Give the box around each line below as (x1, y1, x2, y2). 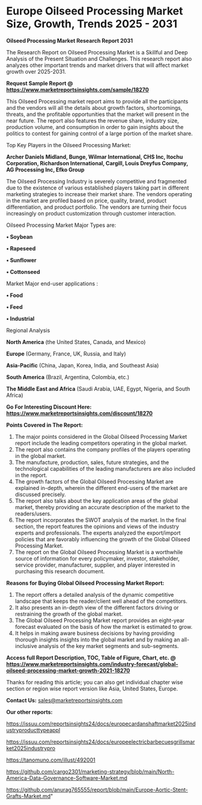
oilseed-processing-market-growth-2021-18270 (6, 667, 130, 674)
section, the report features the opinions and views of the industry (14, 523, 179, 530)
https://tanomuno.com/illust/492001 (6, 756, 96, 763)
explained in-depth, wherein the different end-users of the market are (14, 484, 188, 491)
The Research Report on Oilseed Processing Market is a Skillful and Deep (6, 48, 188, 56)
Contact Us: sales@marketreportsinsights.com (6, 696, 123, 704)
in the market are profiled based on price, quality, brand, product (6, 197, 167, 204)
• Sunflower (6, 256, 37, 264)
